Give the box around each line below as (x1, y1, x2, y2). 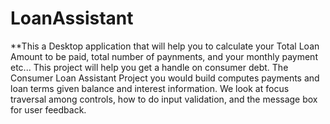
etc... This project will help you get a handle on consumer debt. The (10, 61, 289, 73)
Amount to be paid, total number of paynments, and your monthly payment (10, 50, 318, 62)
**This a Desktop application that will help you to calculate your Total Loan (10, 40, 320, 52)
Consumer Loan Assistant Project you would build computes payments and (10, 72, 320, 84)
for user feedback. (10, 103, 87, 116)
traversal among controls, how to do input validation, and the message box (10, 93, 318, 105)
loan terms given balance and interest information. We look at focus (10, 82, 290, 94)
